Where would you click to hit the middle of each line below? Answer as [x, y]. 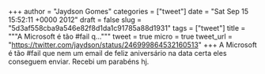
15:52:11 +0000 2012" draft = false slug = [75, 20]
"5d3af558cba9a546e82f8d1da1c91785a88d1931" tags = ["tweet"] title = [127, 28]
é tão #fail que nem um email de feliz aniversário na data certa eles [117, 53]
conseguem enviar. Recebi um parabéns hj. [79, 61]
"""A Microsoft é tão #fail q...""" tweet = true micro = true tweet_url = [121, 36]
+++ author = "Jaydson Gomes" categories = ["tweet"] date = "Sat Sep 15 [129, 11]
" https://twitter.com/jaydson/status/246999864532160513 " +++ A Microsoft [132, 45]
